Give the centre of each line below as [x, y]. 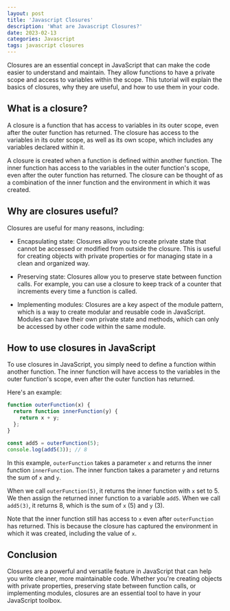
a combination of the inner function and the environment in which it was [109, 182]
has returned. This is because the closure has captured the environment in [113, 526]
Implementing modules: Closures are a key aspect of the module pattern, [120, 304]
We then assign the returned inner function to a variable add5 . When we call [114, 498]
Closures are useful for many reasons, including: [76, 228]
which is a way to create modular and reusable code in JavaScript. [111, 312]
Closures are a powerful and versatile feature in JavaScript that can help [110, 571]
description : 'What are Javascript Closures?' [75, 26]
